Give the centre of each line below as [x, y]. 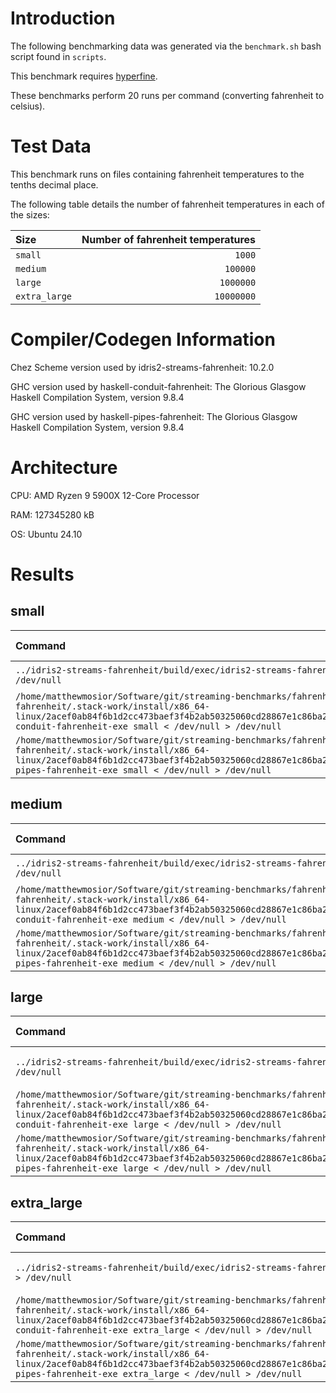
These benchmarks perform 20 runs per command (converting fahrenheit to [167, 95]
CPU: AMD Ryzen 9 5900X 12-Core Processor [105, 495]
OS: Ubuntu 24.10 [46, 534]
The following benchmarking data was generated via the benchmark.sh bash [166, 46]
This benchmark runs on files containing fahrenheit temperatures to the [157, 174]
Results [42, 574]
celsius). [28, 106]
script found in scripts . [58, 56]
